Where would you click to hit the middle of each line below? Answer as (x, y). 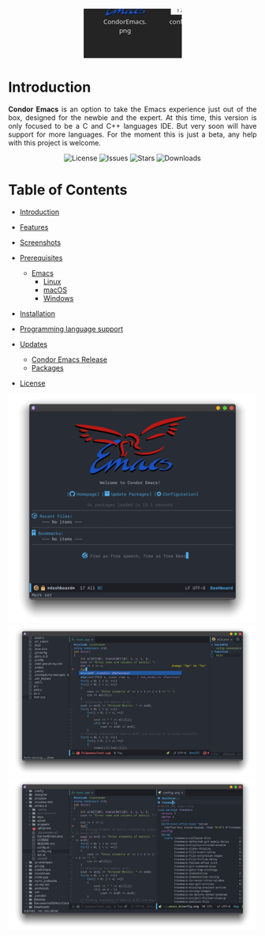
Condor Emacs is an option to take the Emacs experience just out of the (132, 109)
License (32, 383)
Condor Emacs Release (69, 359)
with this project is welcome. (54, 142)
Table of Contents (68, 190)
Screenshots (40, 242)
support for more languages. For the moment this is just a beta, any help (132, 134)
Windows (58, 298)
